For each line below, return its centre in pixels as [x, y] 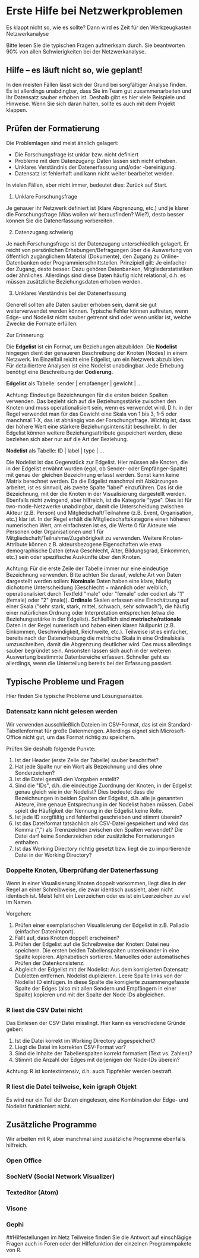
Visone [17, 1209]
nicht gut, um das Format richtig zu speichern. [79, 737]
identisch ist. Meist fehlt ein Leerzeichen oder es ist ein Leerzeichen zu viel [98, 895]
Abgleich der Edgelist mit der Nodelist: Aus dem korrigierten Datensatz [101, 969]
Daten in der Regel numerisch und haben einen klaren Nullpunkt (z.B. [91, 625]
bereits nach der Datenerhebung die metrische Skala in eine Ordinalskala [96, 638]
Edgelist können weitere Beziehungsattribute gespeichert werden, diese [94, 433]
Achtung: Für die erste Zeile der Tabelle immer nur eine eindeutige [87, 568]
